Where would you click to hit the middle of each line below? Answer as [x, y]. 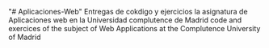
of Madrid [25, 37]
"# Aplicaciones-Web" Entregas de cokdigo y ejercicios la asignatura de [128, 12]
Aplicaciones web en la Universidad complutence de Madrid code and [125, 20]
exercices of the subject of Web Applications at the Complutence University [134, 28]
